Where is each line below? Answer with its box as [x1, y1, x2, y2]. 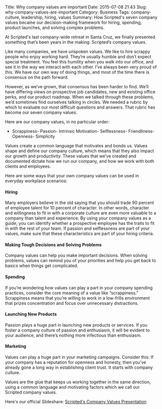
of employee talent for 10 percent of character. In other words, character [5, 205, 149, 211]
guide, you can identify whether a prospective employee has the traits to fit [5, 220, 155, 226]
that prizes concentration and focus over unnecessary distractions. [5, 300, 139, 306]
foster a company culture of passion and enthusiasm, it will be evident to [5, 327, 150, 333]
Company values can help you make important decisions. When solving [5, 252, 147, 258]
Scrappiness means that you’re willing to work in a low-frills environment [5, 295, 150, 301]
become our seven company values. [5, 110, 77, 115]
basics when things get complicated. [5, 263, 78, 268]
